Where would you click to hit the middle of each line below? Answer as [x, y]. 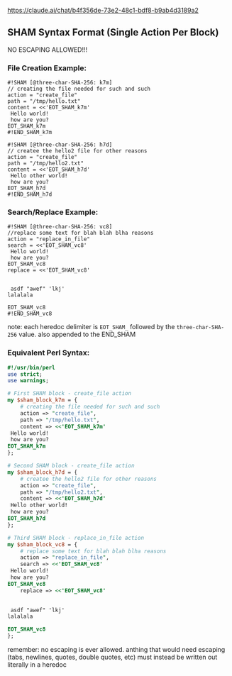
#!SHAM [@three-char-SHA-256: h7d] [60, 145]
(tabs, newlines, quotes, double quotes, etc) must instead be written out [112, 657]
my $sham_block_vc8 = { [43, 544]
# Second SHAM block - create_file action [71, 466]
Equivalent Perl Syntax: [49, 353]
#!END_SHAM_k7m [30, 133]
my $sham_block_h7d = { [43, 472]
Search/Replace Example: [53, 212]
